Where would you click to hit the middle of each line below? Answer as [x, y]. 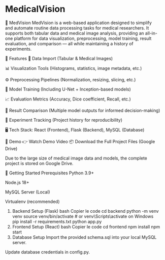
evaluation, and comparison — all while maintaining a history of [69, 43]
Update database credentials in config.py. [48, 252]
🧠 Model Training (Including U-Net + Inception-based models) [68, 89]
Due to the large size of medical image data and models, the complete [76, 158]
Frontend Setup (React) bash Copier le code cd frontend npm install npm [86, 227]
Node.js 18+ [17, 182]
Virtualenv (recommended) [33, 201]
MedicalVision [35, 9]
